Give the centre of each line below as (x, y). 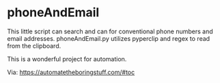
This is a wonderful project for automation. (67, 59)
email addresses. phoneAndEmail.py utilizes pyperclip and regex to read (109, 38)
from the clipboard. (34, 46)
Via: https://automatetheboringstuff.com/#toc (71, 72)
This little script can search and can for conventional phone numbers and (110, 31)
